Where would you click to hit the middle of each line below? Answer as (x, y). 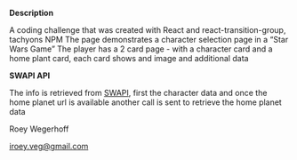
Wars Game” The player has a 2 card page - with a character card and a (141, 49)
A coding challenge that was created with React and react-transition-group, (148, 30)
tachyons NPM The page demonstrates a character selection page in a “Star (149, 40)
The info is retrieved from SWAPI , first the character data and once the (138, 93)
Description (32, 13)
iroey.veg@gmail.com (49, 146)
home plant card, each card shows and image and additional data (129, 58)
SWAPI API (30, 76)
